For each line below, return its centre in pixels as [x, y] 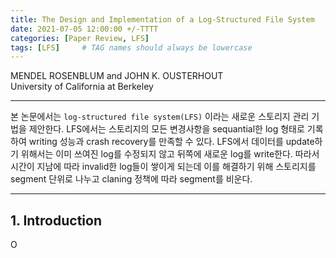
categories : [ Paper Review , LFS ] [80, 38]
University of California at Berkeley [82, 87]
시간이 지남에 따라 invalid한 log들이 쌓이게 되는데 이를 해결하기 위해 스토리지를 [163, 167]
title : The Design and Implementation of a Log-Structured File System [162, 19]
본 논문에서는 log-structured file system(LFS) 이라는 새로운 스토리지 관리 [160, 117]
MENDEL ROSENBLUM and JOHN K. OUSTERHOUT [117, 76]
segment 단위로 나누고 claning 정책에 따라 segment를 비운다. [131, 179]
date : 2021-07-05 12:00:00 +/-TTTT [84, 29]
